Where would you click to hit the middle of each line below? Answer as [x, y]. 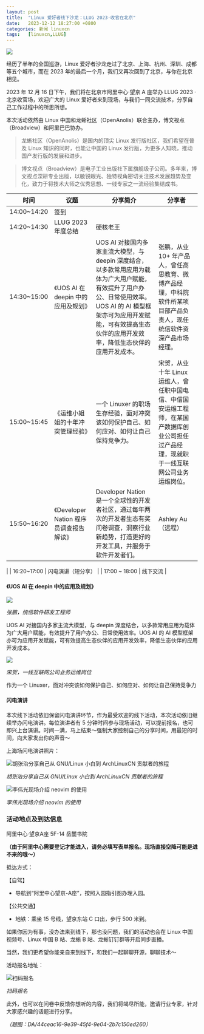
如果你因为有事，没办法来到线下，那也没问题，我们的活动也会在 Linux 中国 [100, 931]
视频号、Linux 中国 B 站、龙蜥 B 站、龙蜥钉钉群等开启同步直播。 [87, 939]
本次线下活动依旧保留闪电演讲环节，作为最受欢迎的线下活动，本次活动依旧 [99, 715]
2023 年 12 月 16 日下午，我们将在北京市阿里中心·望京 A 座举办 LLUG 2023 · [101, 92]
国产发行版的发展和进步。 [53, 156]
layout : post [23, 12]
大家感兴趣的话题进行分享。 [41, 1011]
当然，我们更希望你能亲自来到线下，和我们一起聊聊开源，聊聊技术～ [91, 952]
